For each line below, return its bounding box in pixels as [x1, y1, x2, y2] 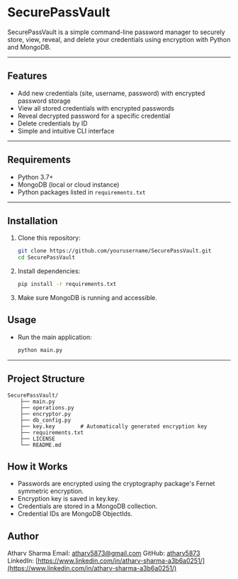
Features [7, 70, 47, 82]
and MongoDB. [7, 43, 52, 51]
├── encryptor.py [20, 410, 72, 417]
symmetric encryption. [17, 487, 84, 495]
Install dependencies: [17, 267, 81, 275]
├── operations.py [20, 404, 74, 412]
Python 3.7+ [17, 172, 54, 181]
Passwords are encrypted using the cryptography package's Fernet [17, 480, 215, 488]
